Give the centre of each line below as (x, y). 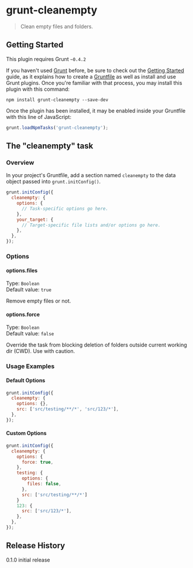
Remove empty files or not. (39, 301)
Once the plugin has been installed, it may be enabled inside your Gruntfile (96, 110)
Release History (36, 546)
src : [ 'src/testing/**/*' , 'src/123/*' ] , (68, 409)
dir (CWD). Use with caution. (40, 351)
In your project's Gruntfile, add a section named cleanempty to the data (91, 175)
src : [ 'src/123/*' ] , (46, 511)
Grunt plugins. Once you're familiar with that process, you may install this (94, 83)
